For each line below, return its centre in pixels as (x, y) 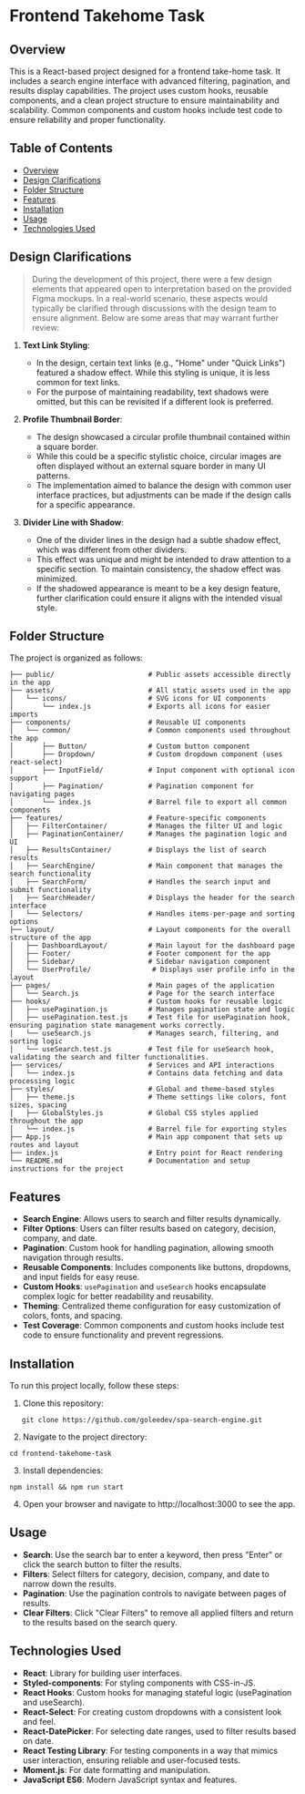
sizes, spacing (38, 1105)
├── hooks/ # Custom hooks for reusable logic (146, 1002)
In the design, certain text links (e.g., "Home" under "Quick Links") (161, 363)
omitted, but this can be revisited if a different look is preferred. (155, 401)
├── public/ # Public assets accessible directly (150, 675)
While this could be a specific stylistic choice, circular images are (159, 456)
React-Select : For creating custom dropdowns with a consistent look (152, 1712)
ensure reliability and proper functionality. (88, 120)
